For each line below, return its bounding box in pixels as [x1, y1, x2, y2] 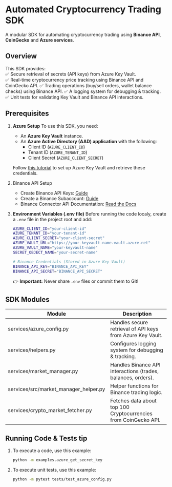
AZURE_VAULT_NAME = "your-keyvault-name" [12, 245, 98, 250]
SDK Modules [5, 295, 50, 304]
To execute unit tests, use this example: [12, 466, 96, 473]
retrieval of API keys [110, 325, 159, 333]
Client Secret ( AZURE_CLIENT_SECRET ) [28, 154, 104, 161]
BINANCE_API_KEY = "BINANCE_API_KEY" [12, 264, 89, 269]
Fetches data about [110, 397, 157, 404]
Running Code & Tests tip [5, 434, 88, 442]
